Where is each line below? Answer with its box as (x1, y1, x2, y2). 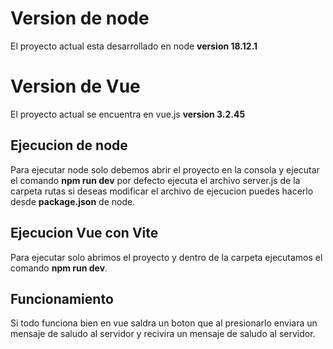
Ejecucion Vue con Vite (10, 225, 159, 242)
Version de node (10, 7, 150, 30)
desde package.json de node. (10, 195, 136, 207)
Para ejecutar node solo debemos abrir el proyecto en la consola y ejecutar (10, 163, 320, 176)
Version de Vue (10, 75, 141, 98)
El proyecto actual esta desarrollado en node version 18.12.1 (10, 40, 258, 52)
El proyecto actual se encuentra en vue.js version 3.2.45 (10, 108, 246, 120)
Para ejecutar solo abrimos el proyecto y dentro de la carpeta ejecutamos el (10, 251, 323, 263)
